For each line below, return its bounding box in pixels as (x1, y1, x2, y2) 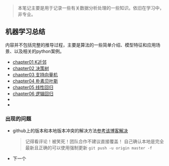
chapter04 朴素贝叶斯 (12, 78, 58, 84)
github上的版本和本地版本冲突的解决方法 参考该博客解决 (12, 128, 128, 134)
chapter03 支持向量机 (12, 71, 58, 77)
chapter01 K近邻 (12, 59, 47, 65)
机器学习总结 (5, 27, 46, 36)
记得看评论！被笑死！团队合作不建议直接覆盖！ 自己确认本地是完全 (25, 139, 164, 145)
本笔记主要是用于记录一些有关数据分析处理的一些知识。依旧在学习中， (17, 5, 164, 11)
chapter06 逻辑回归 (12, 91, 54, 97)
